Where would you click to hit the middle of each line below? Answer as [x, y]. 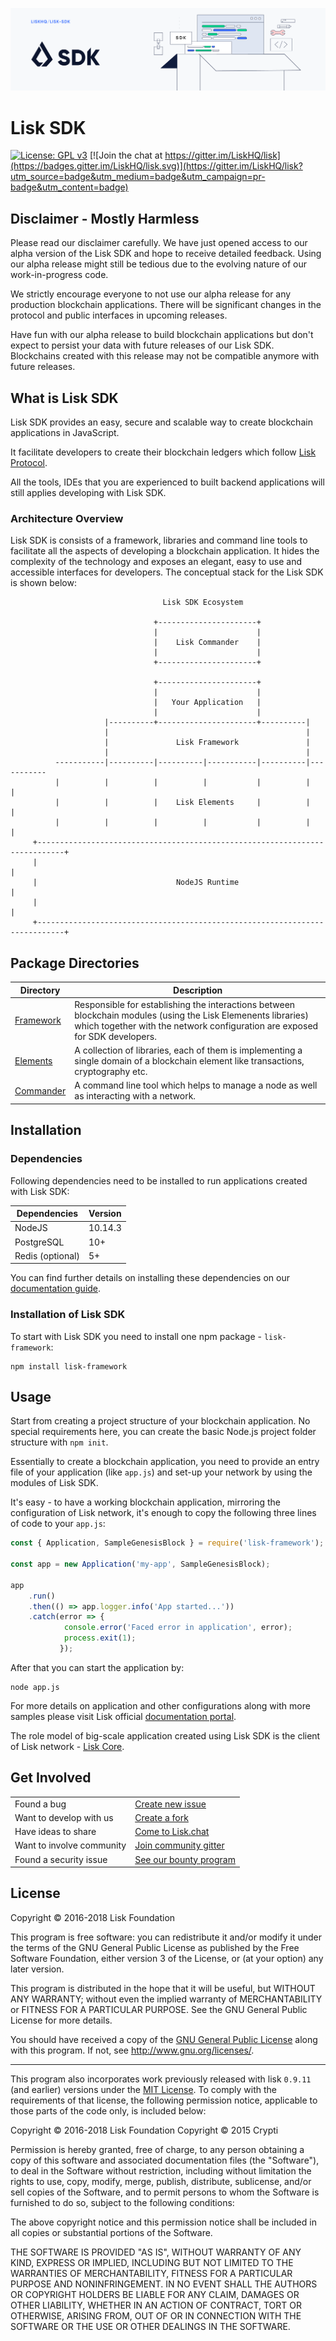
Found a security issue [61, 1859]
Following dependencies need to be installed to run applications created [159, 1180]
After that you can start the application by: [97, 1667]
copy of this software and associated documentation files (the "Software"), [165, 2160]
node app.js [35, 1687]
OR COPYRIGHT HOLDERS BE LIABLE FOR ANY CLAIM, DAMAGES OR [155, 2294]
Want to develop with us [64, 1817]
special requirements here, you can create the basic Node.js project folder [163, 1432]
